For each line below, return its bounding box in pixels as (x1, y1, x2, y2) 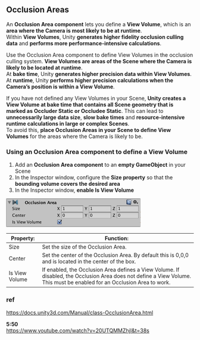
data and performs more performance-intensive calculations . (6, 39, 162, 47)
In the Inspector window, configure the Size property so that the (14, 174, 173, 181)
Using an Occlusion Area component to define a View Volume (6, 148, 187, 156)
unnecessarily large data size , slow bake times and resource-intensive (6, 114, 185, 121)
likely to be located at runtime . (6, 64, 83, 71)
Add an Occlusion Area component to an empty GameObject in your (14, 161, 186, 169)
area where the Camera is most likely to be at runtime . (6, 27, 142, 34)
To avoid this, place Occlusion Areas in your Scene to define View (6, 126, 171, 133)
